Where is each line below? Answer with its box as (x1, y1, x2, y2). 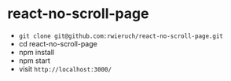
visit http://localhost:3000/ (18, 64, 112, 73)
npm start (18, 56, 50, 65)
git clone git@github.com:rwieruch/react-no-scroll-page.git (18, 32, 224, 40)
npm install (18, 47, 55, 57)
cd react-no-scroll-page (18, 39, 97, 48)
